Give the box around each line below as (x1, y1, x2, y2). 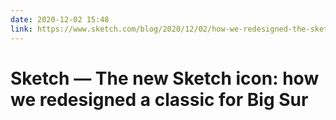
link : (10, 24, 33, 34)
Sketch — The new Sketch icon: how (10, 67, 320, 90)
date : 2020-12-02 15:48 (10, 14, 110, 25)
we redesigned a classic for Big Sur (10, 88, 309, 111)
